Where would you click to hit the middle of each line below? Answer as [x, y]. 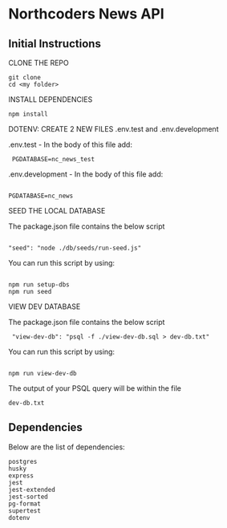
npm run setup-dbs [39, 285]
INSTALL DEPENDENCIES [51, 100]
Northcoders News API [86, 14]
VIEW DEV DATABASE [45, 307]
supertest [25, 510]
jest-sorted [28, 497]
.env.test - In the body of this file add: [70, 144]
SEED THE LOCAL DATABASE [57, 211]
